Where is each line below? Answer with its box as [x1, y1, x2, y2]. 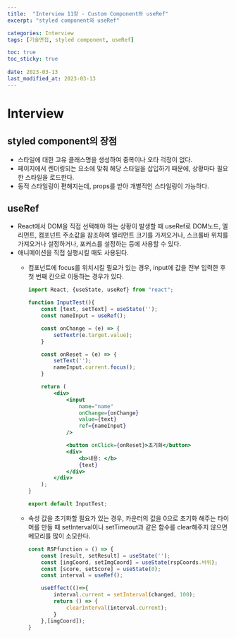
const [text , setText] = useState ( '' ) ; [41, 306, 159, 313]
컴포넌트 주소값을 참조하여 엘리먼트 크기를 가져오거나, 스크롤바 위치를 [38, 231, 229, 240]
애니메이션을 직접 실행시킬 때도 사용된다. [17, 248, 129, 257]
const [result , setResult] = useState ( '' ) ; [41, 552, 170, 559]
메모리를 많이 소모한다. [27, 532, 91, 540]
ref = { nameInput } [78, 422, 127, 430]
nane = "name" [78, 403, 114, 410]
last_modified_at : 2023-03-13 [7, 75, 97, 82]
